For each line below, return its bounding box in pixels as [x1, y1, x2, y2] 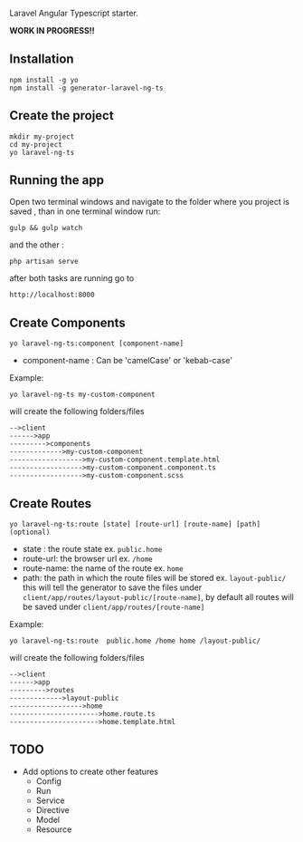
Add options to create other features [22, 766, 158, 777]
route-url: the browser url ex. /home [22, 553, 153, 565]
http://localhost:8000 [9, 290, 95, 300]
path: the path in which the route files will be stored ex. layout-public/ [22, 573, 287, 584]
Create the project [9, 108, 115, 123]
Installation [9, 52, 74, 67]
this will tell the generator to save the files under [22, 582, 203, 593]
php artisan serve [9, 257, 79, 266]
